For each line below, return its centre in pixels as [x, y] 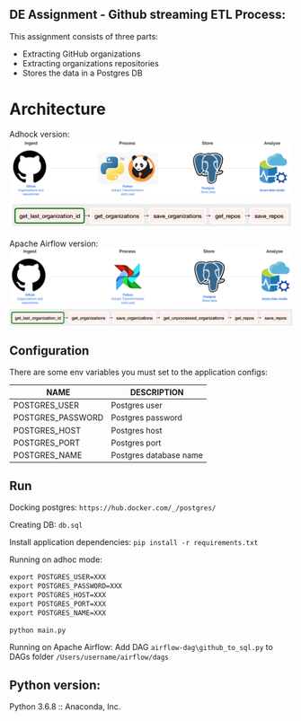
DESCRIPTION [157, 392]
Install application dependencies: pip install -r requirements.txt [134, 542]
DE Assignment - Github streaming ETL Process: [147, 15]
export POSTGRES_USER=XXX [58, 577]
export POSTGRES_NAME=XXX [58, 613]
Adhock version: [40, 134]
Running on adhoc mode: [56, 559]
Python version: [55, 685]
